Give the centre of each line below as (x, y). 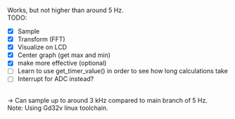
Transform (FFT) (41, 39)
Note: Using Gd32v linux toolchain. (58, 108)
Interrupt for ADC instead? (56, 79)
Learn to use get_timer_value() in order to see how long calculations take (123, 71)
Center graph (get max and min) (64, 55)
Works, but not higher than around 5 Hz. (66, 10)
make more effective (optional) (62, 63)
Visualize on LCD (42, 47)
